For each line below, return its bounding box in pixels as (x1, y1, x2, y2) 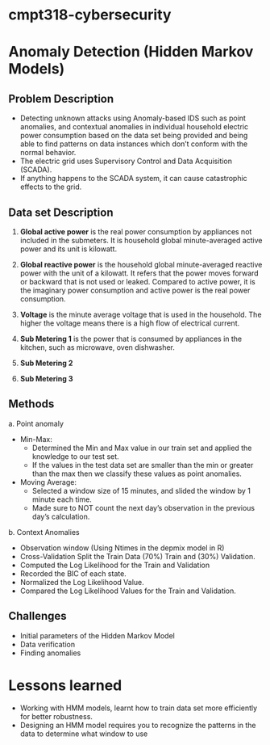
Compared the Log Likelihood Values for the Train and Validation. (19, 586, 236, 596)
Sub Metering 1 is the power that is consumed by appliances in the (19, 334, 243, 343)
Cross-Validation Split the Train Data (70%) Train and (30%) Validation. (19, 551, 255, 561)
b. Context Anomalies (8, 527, 80, 537)
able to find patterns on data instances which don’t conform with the (19, 139, 248, 149)
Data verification (19, 639, 75, 649)
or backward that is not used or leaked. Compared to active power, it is (19, 277, 255, 286)
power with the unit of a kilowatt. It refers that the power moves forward (19, 268, 260, 278)
